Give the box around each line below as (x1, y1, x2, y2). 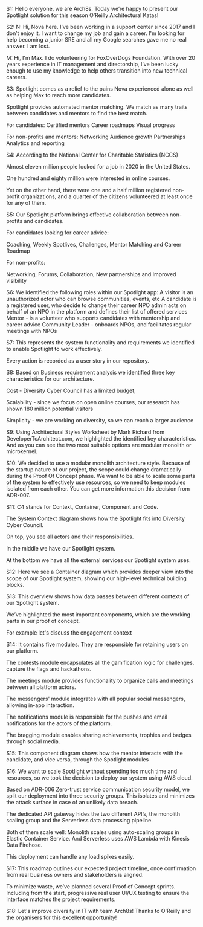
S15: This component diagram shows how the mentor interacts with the (6, 749, 183, 757)
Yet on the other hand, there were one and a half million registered (6, 187, 172, 193)
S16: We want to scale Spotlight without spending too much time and (6, 767, 177, 775)
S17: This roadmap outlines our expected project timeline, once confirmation (6, 865, 196, 872)
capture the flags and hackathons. (6, 665, 92, 673)
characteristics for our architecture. (6, 375, 95, 383)
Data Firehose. (6, 841, 43, 848)
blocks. (6, 581, 25, 588)
